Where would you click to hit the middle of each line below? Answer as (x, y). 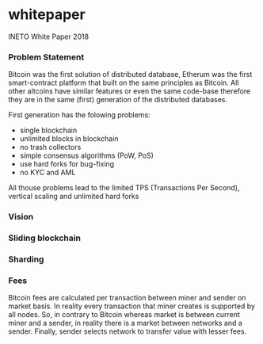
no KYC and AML (48, 173)
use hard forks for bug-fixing (67, 164)
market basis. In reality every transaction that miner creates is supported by (132, 306)
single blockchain (48, 130)
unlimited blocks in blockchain (69, 139)
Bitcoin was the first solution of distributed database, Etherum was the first (130, 75)
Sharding (26, 259)
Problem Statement (46, 57)
